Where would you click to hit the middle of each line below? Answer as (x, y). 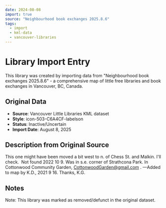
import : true (19, 14)
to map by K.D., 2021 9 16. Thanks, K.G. (45, 173)
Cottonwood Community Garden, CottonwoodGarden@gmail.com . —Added (83, 167)
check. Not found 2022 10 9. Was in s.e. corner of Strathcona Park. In (77, 162)
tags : (11, 24)
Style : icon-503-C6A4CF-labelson (48, 119)
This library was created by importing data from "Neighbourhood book (77, 75)
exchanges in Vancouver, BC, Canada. (44, 86)
